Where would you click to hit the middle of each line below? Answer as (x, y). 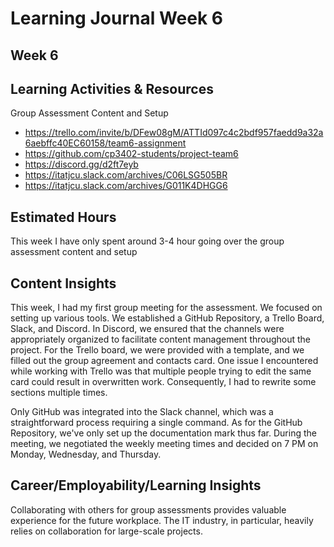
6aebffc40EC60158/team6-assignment (105, 143)
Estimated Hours (63, 217)
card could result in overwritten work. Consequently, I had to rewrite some (163, 382)
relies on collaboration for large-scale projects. (106, 531)
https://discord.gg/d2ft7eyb (81, 164)
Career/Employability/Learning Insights (136, 485)
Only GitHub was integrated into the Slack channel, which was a (142, 412)
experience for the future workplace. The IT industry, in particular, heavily (162, 520)
